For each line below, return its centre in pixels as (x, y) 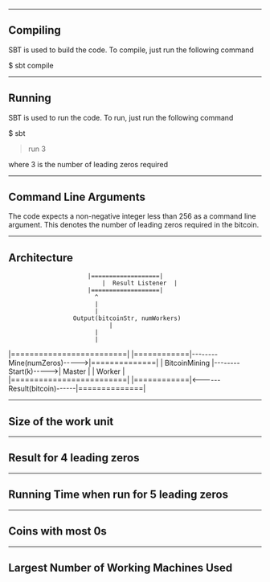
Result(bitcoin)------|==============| (77, 389)
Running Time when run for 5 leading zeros (119, 495)
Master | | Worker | (94, 371)
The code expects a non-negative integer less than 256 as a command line (132, 216)
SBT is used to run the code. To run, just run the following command (121, 117)
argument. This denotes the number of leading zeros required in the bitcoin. (134, 225)
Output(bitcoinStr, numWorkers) (127, 318)
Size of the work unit (61, 422)
